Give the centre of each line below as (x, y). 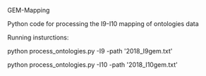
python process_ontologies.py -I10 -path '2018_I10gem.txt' (92, 65)
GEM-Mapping (29, 10)
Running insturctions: (38, 37)
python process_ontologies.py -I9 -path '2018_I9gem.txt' (90, 51)
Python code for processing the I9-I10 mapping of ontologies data (103, 24)
